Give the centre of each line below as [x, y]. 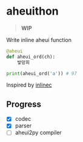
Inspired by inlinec [29, 85]
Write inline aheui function [39, 40]
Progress [24, 104]
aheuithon [32, 11]
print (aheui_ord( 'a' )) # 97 [42, 73]
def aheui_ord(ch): [31, 57]
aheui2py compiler [38, 133]
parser [23, 126]
